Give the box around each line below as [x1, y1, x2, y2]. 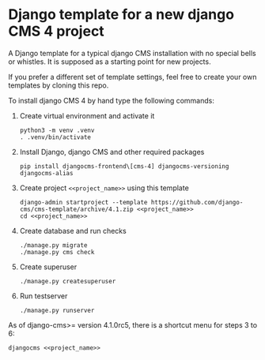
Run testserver [19, 291, 68, 301]
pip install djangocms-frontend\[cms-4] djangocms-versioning [19, 162, 229, 171]
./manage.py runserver [19, 306, 95, 314]
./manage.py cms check [19, 248, 95, 256]
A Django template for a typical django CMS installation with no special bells [8, 48, 256, 58]
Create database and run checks [19, 226, 127, 235]
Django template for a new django [8, 6, 235, 24]
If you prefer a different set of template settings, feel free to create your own [8, 72, 257, 81]
